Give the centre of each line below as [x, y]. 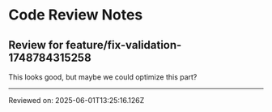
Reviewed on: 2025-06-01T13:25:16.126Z [76, 100]
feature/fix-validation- [124, 45]
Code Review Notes [76, 15]
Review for [36, 45]
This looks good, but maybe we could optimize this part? [103, 77]
